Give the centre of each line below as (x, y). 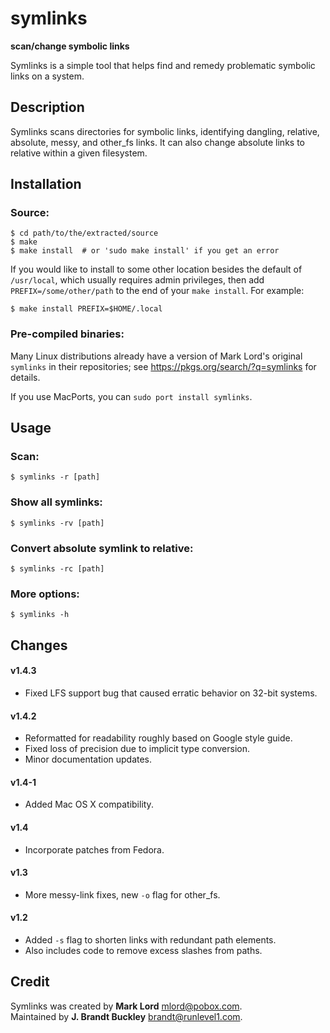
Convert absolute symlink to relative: (102, 548)
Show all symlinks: (56, 502)
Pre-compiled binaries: (67, 334)
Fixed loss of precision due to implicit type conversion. (137, 749)
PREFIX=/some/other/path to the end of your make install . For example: (157, 291)
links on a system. (47, 76)
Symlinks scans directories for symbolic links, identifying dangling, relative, (165, 131)
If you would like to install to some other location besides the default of (156, 269)
